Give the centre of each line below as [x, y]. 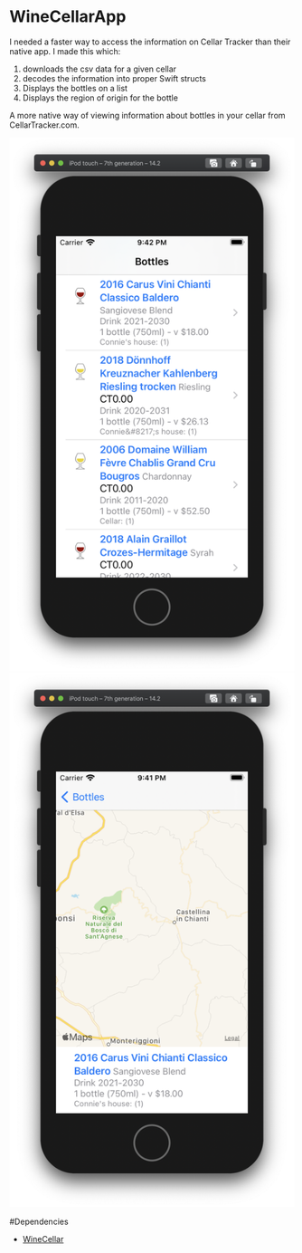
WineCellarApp [68, 17]
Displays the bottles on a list [75, 88]
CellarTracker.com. [44, 125]
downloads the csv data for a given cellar [99, 69]
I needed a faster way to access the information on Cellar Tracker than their [150, 42]
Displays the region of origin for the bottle [100, 98]
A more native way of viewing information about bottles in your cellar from [148, 115]
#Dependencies [39, 1221]
